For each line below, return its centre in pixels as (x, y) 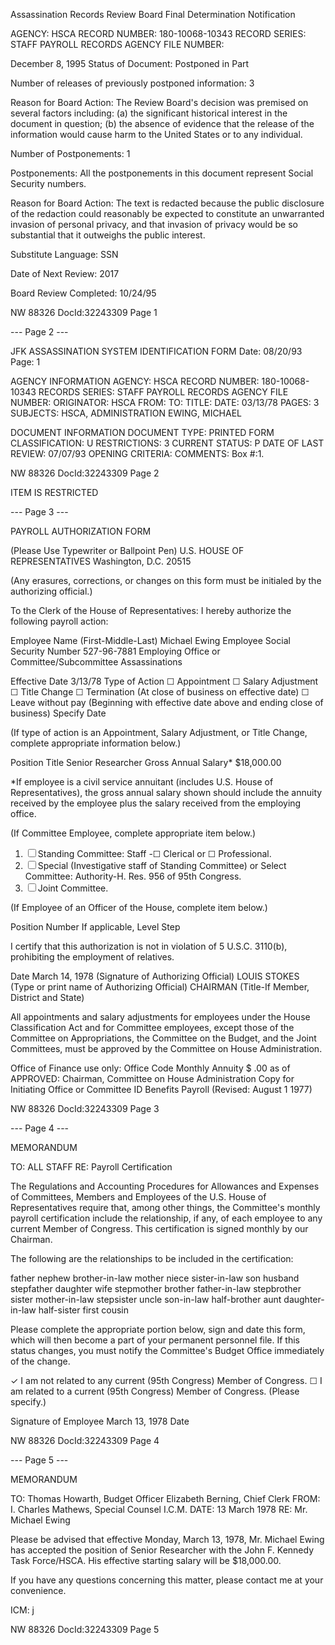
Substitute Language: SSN (64, 254)
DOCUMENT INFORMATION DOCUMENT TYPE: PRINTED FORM (142, 432)
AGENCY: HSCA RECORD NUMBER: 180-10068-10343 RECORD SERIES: (158, 33)
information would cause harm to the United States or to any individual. (156, 134)
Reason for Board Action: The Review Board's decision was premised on (159, 102)
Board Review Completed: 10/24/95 (83, 293)
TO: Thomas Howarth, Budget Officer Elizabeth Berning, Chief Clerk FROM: (165, 1498)
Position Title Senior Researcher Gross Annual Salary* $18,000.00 (146, 762)
